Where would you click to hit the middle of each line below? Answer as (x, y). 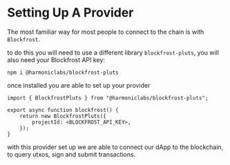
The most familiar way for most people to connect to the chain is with (106, 32)
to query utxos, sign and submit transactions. (71, 154)
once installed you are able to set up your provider (79, 85)
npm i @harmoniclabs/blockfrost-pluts (63, 72)
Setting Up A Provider (70, 13)
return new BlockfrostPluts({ (63, 116)
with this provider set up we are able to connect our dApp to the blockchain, (115, 147)
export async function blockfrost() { (63, 110)
